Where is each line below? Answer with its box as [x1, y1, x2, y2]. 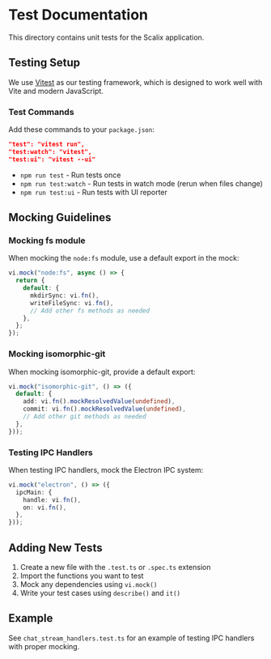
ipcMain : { [15, 488, 53, 496]
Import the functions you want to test [19, 571, 144, 580]
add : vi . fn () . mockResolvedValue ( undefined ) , [23, 398, 176, 406]
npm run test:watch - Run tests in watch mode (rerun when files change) [19, 178, 263, 188]
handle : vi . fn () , [23, 495, 82, 504]
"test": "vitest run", [8, 140, 85, 149]
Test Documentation [8, 6, 148, 24]
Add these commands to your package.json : [8, 125, 155, 134]
